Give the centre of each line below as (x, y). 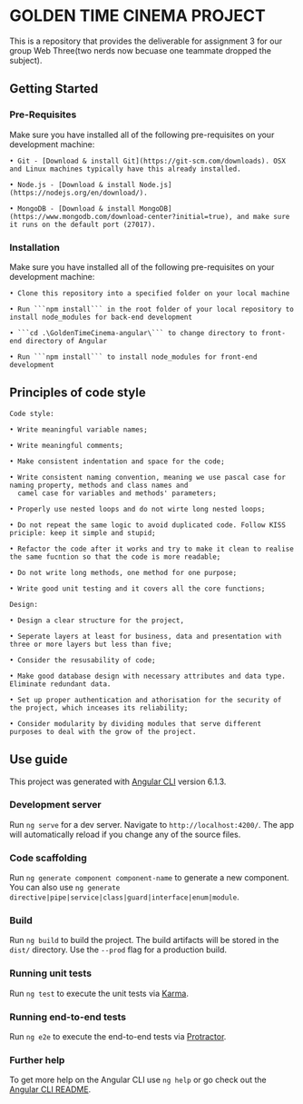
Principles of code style (78, 393)
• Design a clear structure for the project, (97, 620)
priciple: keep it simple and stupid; (83, 532)
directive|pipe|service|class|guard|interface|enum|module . (124, 897)
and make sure (263, 216)
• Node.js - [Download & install (73, 184)
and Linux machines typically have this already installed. (126, 169)
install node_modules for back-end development (101, 317)
